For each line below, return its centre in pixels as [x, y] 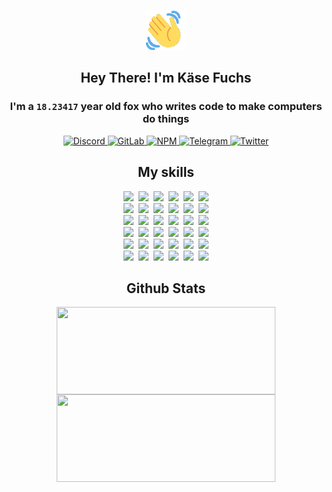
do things [166, 119]
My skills [166, 172]
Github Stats [166, 288]
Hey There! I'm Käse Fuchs [166, 78]
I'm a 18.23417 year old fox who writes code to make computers [166, 107]
